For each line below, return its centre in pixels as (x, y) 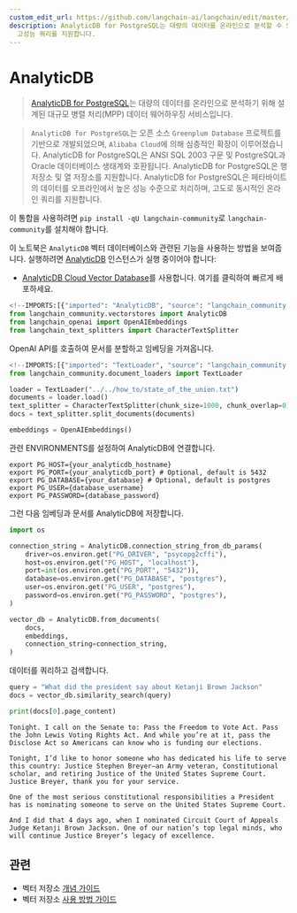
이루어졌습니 (262, 144)
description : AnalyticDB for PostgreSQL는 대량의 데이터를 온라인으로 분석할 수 (146, 26)
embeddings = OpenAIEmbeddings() (71, 430)
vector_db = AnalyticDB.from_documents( (85, 619)
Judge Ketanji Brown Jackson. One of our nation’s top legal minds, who (146, 828)
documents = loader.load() (59, 398)
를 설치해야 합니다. (76, 229)
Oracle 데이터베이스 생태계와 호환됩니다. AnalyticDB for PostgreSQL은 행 (159, 166)
